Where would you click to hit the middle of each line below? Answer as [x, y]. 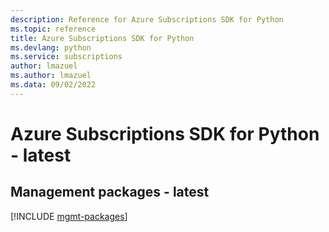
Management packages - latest [110, 192]
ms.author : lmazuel [51, 76]
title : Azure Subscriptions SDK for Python [102, 38]
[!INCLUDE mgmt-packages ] [69, 216]
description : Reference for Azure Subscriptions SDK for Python [147, 19]
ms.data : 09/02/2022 [53, 85]
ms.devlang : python [51, 47]
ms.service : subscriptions [66, 57]
